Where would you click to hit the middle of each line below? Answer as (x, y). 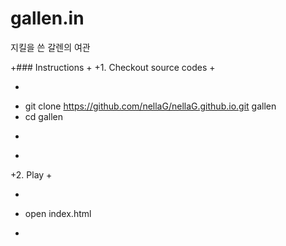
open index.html (58, 213)
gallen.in (47, 18)
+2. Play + (31, 174)
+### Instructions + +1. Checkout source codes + (113, 67)
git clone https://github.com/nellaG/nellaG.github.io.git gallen (150, 106)
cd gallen (43, 116)
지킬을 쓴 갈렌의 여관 (50, 47)
